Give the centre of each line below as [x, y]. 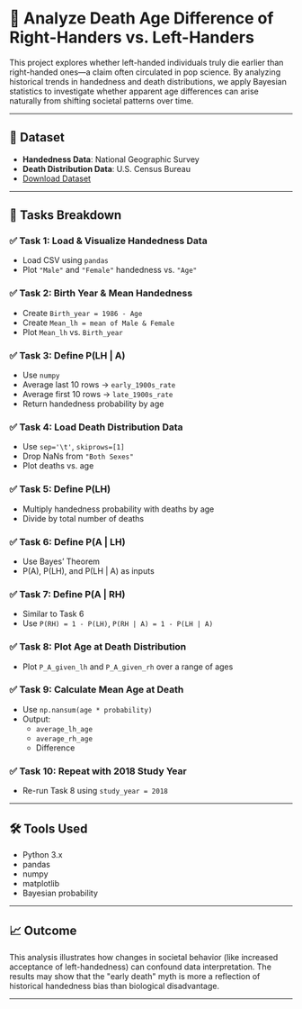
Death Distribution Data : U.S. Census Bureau [107, 168]
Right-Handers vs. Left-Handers [132, 37]
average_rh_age [64, 739]
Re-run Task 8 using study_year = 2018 [95, 791]
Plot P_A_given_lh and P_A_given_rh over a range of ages [128, 667]
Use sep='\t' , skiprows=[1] [73, 447]
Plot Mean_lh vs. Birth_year [72, 332]
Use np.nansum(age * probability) [87, 709]
